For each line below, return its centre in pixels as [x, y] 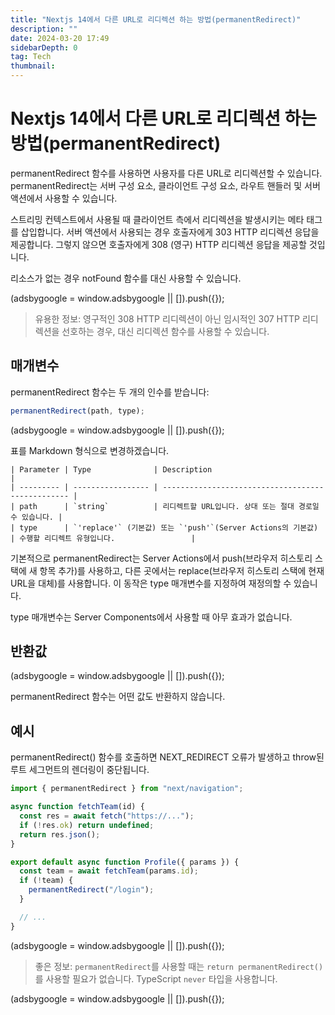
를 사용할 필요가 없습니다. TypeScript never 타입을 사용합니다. [156, 978]
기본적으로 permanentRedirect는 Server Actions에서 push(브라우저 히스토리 [161, 558]
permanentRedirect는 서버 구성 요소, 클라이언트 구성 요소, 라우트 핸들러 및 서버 [165, 185]
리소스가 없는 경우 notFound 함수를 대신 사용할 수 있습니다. [126, 278]
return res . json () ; [60, 834]
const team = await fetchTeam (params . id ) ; [109, 871]
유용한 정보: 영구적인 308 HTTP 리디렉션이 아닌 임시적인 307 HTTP [167, 318]
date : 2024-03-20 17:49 [60, 38]
